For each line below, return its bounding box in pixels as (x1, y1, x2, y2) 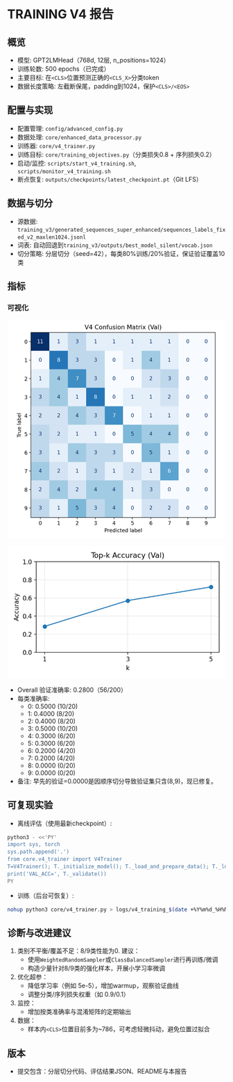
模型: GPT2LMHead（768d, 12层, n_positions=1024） (17, 56, 170, 64)
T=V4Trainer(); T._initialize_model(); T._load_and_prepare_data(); (7, 864, 209, 870)
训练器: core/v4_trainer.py (17, 141, 96, 150)
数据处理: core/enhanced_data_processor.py (17, 133, 142, 141)
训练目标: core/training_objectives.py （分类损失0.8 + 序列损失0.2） (17, 150, 216, 159)
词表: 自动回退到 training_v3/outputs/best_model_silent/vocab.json (17, 241, 213, 249)
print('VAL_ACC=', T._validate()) (7, 870, 107, 877)
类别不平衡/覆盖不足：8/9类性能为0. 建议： (17, 947, 140, 955)
